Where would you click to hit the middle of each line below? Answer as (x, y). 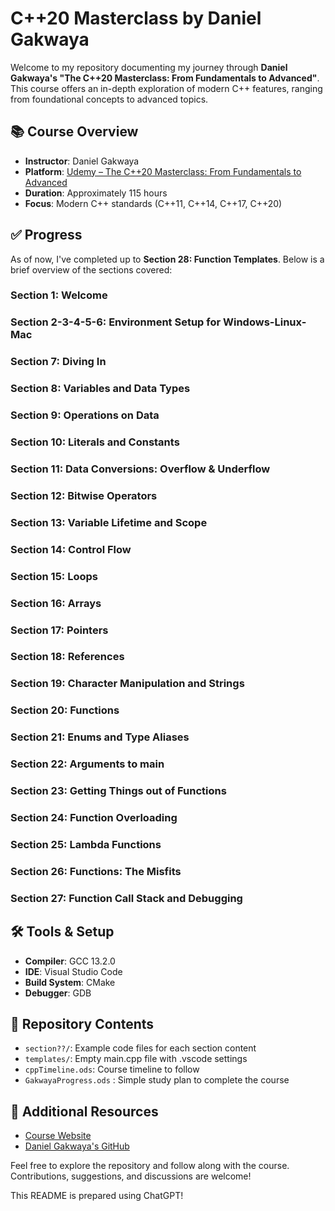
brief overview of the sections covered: (91, 269)
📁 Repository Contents (82, 1023)
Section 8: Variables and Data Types (100, 389)
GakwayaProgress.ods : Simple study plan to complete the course (157, 1080)
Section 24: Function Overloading (94, 817)
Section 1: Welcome (59, 295)
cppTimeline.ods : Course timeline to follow (112, 1069)
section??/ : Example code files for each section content (140, 1048)
